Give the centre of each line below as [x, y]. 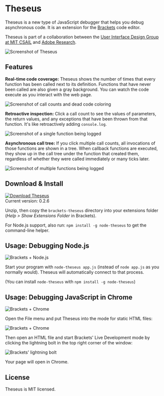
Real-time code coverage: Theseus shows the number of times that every [80, 79]
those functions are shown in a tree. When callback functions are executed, [82, 148]
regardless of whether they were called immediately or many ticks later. [77, 159]
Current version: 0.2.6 [27, 201]
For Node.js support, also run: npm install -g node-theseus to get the [76, 225]
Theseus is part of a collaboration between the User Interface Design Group [82, 37]
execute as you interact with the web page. [49, 94]
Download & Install [34, 184]
